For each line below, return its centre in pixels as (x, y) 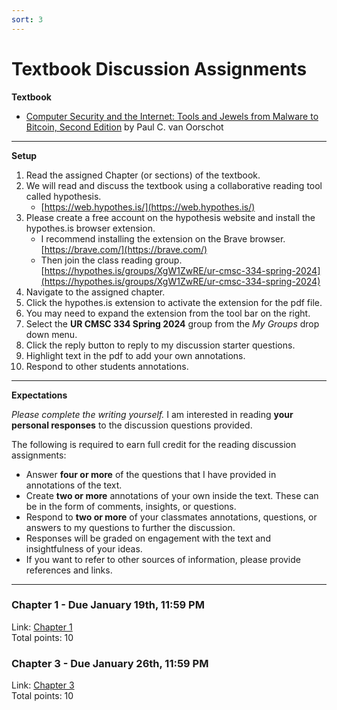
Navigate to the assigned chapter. (95, 292)
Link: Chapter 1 (42, 627)
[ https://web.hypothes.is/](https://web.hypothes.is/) (148, 207)
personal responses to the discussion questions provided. (132, 425)
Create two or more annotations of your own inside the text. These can (172, 495)
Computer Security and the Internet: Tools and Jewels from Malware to (172, 116)
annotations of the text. (74, 485)
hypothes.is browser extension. (90, 228)
